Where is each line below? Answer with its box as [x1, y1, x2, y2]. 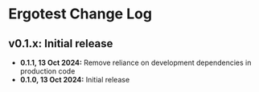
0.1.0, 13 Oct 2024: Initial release [19, 75, 130, 84]
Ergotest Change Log [8, 5, 153, 23]
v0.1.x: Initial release [8, 37, 113, 50]
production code [19, 66, 76, 76]
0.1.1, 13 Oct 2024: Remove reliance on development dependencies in [19, 58, 252, 67]
